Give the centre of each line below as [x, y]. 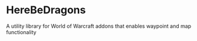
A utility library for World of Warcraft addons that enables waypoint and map [99, 26]
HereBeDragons [46, 10]
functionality [21, 32]
